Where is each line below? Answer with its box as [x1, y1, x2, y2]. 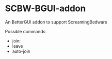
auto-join [12, 48, 31, 54]
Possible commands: [5, 28, 47, 34]
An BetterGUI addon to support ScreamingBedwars [5, 19, 108, 25]
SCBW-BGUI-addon [5, 3, 86, 14]
